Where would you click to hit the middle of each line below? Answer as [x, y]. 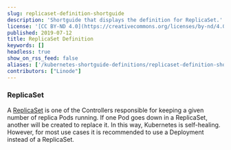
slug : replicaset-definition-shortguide [66, 13]
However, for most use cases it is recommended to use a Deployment [106, 132]
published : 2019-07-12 [40, 33]
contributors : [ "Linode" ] [44, 71]
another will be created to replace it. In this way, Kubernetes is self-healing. [114, 125]
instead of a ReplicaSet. [41, 139]
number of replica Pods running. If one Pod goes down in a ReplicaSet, [107, 117]
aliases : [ [23, 65]
